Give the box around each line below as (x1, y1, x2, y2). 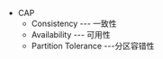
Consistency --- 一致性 (31, 18, 117, 29)
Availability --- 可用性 (31, 29, 111, 39)
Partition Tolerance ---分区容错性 (31, 40, 155, 51)
